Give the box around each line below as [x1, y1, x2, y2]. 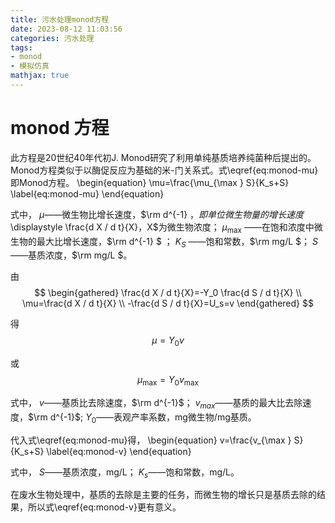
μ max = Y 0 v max [137, 374, 199, 388]
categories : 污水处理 [10, 33, 95, 43]
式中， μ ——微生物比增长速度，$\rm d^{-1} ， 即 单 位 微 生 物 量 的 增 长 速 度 [10, 208, 305, 220]
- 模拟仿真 [10, 61, 50, 71]
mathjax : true [10, 71, 70, 81]
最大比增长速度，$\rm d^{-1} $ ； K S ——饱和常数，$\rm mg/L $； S [36, 235, 318, 250]
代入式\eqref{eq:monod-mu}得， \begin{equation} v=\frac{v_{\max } [10, 434, 292, 446]
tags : [10, 42, 33, 53]
